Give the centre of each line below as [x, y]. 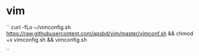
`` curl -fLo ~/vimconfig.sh [39, 27]
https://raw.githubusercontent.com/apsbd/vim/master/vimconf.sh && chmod [100, 33]
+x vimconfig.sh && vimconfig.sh [47, 39]
